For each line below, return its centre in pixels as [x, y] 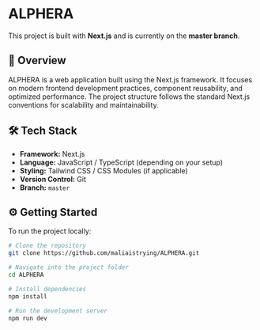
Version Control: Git [53, 179]
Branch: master [44, 188]
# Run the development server [58, 311]
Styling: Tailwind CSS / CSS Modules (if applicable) [104, 170]
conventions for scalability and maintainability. [84, 104]
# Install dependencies [47, 289]
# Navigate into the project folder [68, 267]
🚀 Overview [37, 61]
